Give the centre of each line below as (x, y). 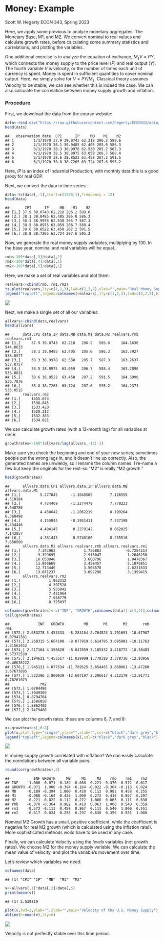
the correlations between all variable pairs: (48, 761)
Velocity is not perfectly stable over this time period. (58, 933)
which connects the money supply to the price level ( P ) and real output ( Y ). (81, 63)
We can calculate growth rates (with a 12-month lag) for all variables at (76, 429)
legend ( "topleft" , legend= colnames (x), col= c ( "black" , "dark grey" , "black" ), (83, 737)
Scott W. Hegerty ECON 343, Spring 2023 (47, 22)
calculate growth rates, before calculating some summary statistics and (77, 42)
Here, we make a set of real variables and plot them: (58, 275)
